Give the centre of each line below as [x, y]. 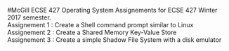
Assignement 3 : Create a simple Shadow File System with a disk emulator [115, 40]
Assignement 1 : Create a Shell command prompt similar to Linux [100, 25]
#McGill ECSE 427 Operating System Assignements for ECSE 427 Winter [112, 10]
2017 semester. [29, 17]
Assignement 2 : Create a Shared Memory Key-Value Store [92, 32]
